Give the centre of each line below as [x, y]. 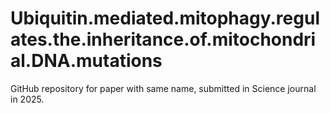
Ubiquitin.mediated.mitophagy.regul [165, 18]
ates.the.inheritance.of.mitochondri [163, 39]
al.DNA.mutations [86, 61]
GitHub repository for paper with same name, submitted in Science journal [163, 88]
